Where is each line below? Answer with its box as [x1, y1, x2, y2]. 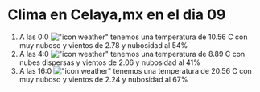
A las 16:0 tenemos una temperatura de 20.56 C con [19, 66, 253, 75]
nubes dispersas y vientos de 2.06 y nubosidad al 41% [19, 58, 200, 67]
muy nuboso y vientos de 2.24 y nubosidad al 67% [19, 74, 188, 84]
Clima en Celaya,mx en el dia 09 [7, 6, 226, 24]
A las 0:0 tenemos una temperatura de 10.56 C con [19, 32, 248, 42]
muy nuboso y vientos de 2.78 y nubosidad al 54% [19, 40, 188, 50]
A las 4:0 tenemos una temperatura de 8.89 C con [19, 49, 246, 58]
